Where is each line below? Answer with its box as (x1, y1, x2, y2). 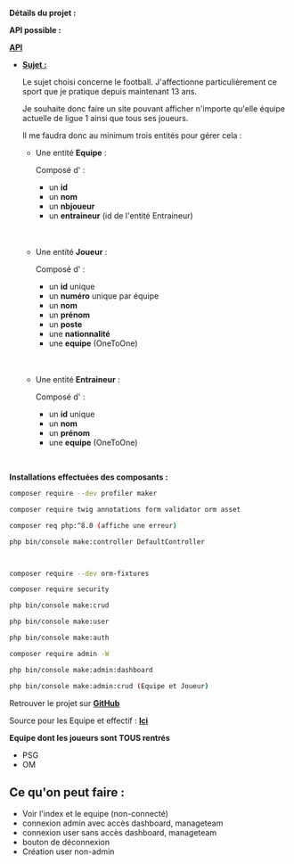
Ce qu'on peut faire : (9, 785, 125, 800)
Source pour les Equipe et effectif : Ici (9, 715, 149, 726)
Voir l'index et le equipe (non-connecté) (21, 809, 169, 819)
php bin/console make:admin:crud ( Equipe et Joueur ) (9, 681, 209, 690)
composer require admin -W (9, 649, 110, 658)
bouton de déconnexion (21, 837, 110, 848)
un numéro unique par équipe (48, 291, 159, 301)
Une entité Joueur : (35, 247, 108, 257)
